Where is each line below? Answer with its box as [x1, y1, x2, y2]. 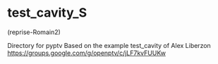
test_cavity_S [7, 5, 87, 21]
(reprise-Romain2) [7, 28, 61, 36]
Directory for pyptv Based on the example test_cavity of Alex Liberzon [7, 41, 212, 49]
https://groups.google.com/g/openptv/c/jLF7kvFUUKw [7, 49, 166, 57]
